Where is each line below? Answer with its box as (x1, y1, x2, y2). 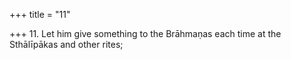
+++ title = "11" (9, 9, 71, 20)
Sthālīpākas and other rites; (9, 39, 124, 50)
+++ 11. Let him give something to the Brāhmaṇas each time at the (9, 28, 282, 39)
